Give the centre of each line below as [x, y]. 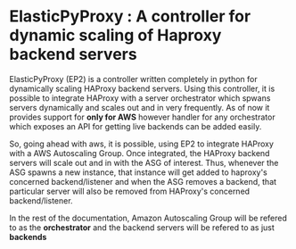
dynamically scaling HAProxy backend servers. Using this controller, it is [142, 88]
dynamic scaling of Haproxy [115, 35]
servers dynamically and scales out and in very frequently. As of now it [140, 107]
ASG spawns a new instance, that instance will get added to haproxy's [138, 172]
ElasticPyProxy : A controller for [130, 17]
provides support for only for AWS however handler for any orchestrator [142, 117]
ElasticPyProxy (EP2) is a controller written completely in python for [133, 79]
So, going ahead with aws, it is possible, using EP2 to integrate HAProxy [142, 144]
